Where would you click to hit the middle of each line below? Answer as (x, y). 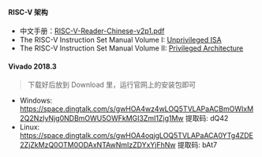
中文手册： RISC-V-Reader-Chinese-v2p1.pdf (92, 31)
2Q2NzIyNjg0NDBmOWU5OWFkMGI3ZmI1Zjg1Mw (101, 118)
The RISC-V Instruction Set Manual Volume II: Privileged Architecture (131, 48)
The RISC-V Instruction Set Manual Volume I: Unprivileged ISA (121, 40)
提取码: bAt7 (197, 145)
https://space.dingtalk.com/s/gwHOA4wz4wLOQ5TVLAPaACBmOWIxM (137, 109)
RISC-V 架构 (28, 12)
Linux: (30, 127)
